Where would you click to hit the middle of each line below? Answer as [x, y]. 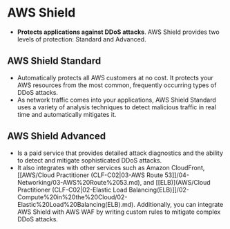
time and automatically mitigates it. [67, 114]
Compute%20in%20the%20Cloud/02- [72, 197]
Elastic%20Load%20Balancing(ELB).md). [76, 204]
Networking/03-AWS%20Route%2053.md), [79, 182]
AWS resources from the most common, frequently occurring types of [117, 85]
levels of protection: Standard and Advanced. [82, 39]
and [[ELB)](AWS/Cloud [177, 182]
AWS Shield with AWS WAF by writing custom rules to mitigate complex [119, 212]
